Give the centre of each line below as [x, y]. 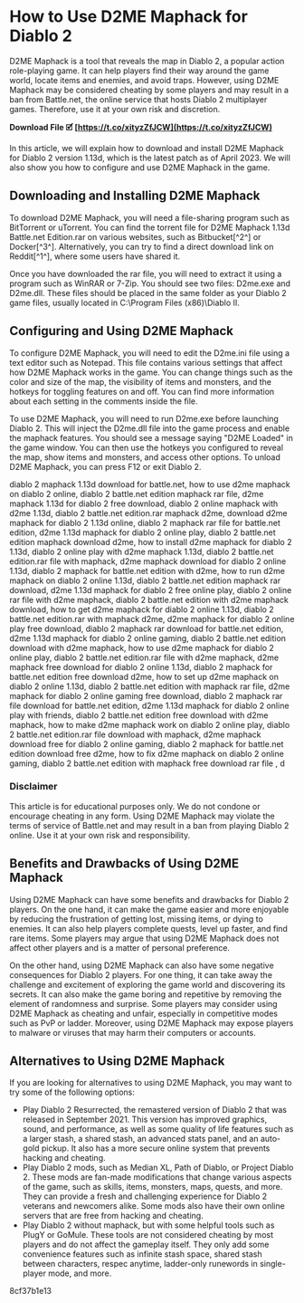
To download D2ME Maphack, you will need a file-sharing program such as [149, 217]
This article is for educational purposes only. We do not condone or [135, 806]
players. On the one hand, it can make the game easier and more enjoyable [149, 909]
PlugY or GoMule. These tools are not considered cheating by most [148, 1235]
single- [273, 1264]
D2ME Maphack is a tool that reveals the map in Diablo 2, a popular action [147, 61]
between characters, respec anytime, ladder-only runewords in [140, 1264]
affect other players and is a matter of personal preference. [120, 947]
